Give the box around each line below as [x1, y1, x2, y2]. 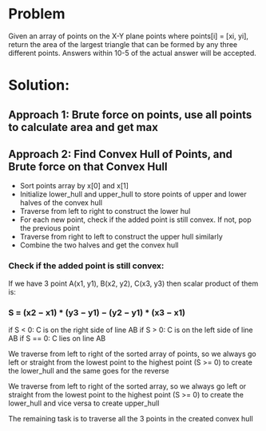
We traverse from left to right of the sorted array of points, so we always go [8, 349, 257, 358]
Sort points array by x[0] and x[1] [19, 181, 129, 191]
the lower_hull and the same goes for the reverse [8, 366, 169, 375]
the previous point [19, 223, 80, 233]
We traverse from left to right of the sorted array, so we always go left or [8, 381, 247, 391]
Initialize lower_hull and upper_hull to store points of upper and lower [19, 189, 248, 200]
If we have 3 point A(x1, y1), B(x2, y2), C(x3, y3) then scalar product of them [8, 279, 259, 288]
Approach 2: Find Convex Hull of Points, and [8, 147, 233, 160]
